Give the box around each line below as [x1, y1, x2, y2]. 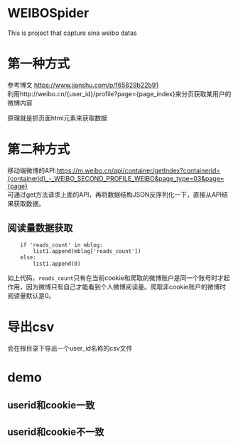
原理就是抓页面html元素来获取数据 [7, 113, 108, 122]
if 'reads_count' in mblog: [20, 241, 103, 249]
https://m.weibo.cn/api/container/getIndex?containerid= [56, 166, 221, 175]
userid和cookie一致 [7, 399, 95, 411]
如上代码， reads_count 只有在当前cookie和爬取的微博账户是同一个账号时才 [7, 273, 224, 282]
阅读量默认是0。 [7, 291, 55, 300]
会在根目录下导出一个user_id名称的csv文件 [7, 344, 133, 352]
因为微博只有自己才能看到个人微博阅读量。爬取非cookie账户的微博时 [26, 282, 227, 291]
